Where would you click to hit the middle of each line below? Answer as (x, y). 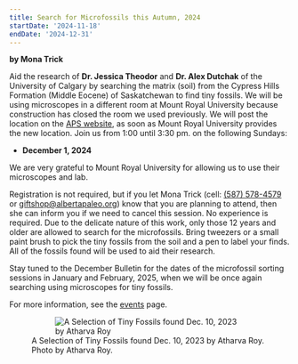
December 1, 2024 (56, 150)
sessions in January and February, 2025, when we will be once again (136, 278)
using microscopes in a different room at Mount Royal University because (144, 105)
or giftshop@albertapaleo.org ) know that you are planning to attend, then (143, 204)
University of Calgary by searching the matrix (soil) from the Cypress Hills (145, 86)
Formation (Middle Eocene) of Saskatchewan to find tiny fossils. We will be (146, 95)
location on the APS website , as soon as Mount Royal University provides (143, 124)
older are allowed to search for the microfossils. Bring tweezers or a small (144, 232)
